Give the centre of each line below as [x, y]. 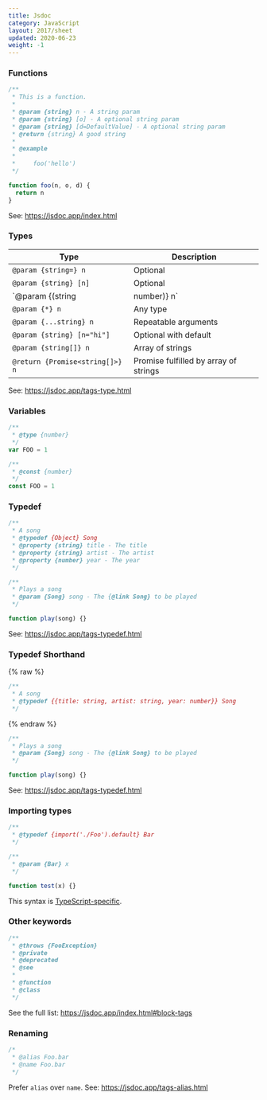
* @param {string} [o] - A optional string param [95, 119]
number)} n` [156, 296]
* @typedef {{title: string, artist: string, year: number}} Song [124, 701]
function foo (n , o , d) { [49, 185]
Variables [27, 411]
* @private [29, 953]
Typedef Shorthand [47, 654]
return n [30, 193]
